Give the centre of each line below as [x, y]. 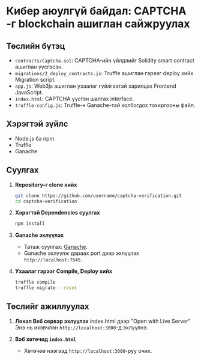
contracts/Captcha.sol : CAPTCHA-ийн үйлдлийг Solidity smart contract [104, 60]
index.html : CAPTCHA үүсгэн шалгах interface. [74, 99]
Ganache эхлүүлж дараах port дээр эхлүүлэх [81, 253]
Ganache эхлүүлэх [39, 235]
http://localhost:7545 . [53, 260]
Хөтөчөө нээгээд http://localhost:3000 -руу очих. [88, 350]
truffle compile [35, 282]
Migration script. [35, 80]
